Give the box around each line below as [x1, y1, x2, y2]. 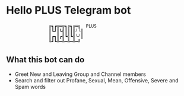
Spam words [14, 83, 46, 90]
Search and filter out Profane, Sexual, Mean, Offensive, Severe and [14, 76, 179, 84]
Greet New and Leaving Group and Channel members [14, 71, 147, 78]
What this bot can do [6, 55, 85, 65]
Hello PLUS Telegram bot [6, 4, 131, 17]
